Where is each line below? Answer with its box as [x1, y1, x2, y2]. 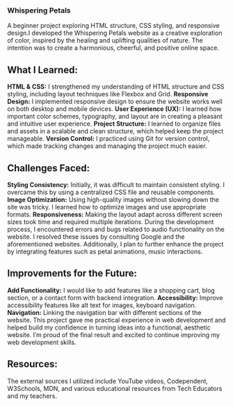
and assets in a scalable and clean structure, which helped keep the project [7, 127, 224, 135]
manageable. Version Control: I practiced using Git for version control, [7, 135, 210, 143]
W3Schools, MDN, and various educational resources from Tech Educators [7, 384, 223, 392]
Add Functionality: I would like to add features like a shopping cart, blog [7, 286, 216, 295]
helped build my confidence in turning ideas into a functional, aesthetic [7, 323, 211, 332]
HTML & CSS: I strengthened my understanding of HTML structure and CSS [7, 82, 225, 91]
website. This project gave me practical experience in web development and [7, 316, 226, 324]
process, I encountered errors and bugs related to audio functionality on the [7, 225, 225, 233]
